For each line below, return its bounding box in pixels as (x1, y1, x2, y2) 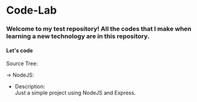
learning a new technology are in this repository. (6, 32, 150, 40)
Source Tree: (6, 60, 38, 67)
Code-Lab (6, 4, 57, 17)
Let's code (6, 47, 33, 54)
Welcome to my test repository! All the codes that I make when (6, 25, 192, 33)
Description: (14, 83, 45, 90)
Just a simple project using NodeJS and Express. (14, 90, 136, 97)
